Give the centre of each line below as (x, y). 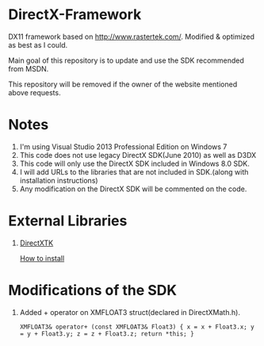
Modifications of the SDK (92, 290)
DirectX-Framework (75, 15)
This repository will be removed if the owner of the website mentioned (123, 84)
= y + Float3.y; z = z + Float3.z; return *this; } (107, 334)
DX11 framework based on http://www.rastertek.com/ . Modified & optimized (132, 37)
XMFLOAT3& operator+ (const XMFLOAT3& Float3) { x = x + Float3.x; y (137, 327)
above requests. (34, 92)
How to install (42, 258)
